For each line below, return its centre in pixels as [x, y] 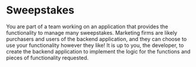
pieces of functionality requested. [48, 58]
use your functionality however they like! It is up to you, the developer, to [95, 45]
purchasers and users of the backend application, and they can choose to [97, 39]
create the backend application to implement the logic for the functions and [99, 51]
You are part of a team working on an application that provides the [87, 26]
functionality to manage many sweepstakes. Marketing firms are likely [92, 32]
